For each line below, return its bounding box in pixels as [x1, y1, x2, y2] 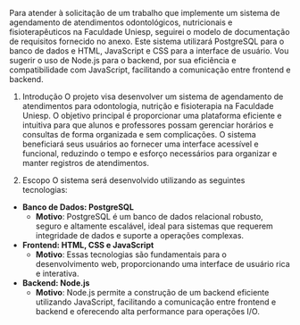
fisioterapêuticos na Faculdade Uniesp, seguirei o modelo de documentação [9, 27, 290, 37]
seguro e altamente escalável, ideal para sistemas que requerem [35, 221, 274, 231]
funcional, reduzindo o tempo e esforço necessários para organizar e [21, 148, 278, 159]
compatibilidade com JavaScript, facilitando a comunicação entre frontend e [9, 64, 291, 75]
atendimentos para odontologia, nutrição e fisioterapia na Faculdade [21, 101, 274, 111]
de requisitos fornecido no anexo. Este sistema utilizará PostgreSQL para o [9, 36, 285, 46]
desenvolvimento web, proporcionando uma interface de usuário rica [35, 259, 290, 269]
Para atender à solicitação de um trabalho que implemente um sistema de [9, 8, 280, 18]
